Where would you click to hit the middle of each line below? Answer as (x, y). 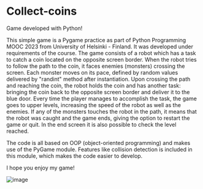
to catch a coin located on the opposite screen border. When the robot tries (102, 59)
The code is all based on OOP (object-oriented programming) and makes (98, 143)
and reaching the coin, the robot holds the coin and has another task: (94, 85)
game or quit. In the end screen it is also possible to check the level (91, 124)
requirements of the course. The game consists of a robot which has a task (101, 53)
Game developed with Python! (44, 28)
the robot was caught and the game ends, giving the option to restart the (98, 118)
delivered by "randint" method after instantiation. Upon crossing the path (98, 79)
